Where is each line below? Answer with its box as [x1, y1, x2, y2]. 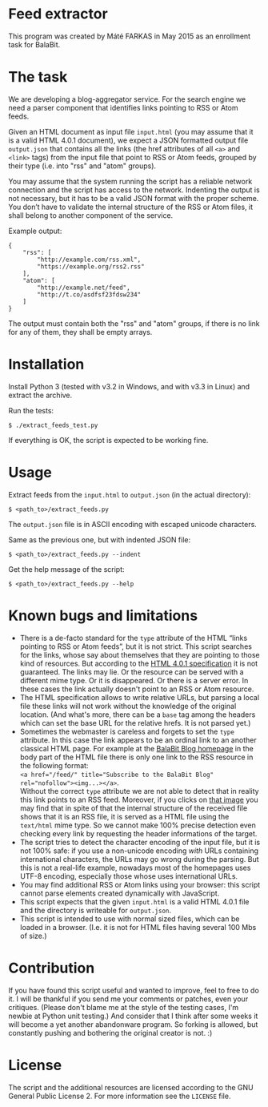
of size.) [19, 931, 47, 940]
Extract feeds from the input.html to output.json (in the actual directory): [8, 489, 251, 499]
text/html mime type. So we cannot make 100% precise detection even [19, 820, 256, 830]
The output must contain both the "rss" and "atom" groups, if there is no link [8, 318, 260, 328]
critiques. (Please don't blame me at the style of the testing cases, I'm [8, 1002, 239, 1012]
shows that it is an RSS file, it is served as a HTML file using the [19, 811, 230, 821]
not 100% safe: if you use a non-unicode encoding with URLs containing [19, 846, 258, 855]
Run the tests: [8, 405, 54, 415]
